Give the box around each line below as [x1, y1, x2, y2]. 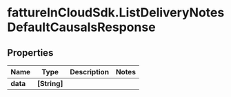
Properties [7, 47, 54, 58]
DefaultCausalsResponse [7, 19, 157, 35]
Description [70, 67, 109, 76]
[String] [37, 79, 63, 88]
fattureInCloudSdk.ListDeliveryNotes [7, 5, 225, 21]
